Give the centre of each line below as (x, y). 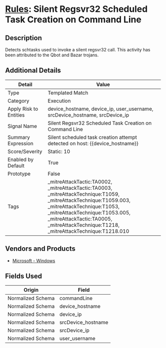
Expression (21, 143)
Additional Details (33, 70)
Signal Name (22, 126)
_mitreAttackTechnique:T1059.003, (89, 200)
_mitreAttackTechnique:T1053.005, (89, 213)
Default (16, 166)
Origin (31, 290)
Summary (19, 137)
